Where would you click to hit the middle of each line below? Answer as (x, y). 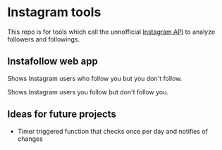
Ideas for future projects (62, 114)
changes (30, 139)
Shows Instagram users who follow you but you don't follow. (95, 78)
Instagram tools (54, 12)
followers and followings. (43, 39)
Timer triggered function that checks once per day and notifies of (112, 131)
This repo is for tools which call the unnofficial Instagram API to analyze (111, 32)
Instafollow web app (53, 62)
